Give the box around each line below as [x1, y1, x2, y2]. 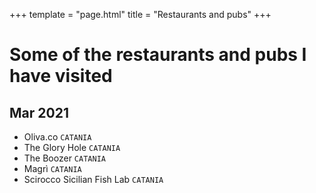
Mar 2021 [9, 104, 69, 121]
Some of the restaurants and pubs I [9, 44, 307, 66]
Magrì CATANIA [23, 163, 82, 174]
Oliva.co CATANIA [23, 131, 92, 143]
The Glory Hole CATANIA [23, 142, 121, 153]
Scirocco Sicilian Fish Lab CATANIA [23, 174, 164, 185]
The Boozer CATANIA [23, 152, 106, 164]
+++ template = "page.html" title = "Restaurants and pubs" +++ [9, 9, 272, 20]
